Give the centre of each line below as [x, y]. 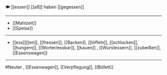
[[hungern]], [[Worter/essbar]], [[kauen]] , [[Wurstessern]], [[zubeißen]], [86, 48]
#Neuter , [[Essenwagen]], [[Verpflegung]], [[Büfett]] [59, 67]
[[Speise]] [23, 28]
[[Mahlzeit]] [24, 23]
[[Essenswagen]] [30, 53]
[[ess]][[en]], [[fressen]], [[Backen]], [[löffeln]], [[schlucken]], [75, 42]
